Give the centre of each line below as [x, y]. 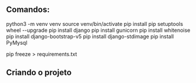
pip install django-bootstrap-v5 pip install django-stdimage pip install [90, 36]
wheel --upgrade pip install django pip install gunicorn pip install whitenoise [98, 30]
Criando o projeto [39, 73]
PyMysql [17, 42]
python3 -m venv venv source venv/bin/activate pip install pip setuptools [95, 24]
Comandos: [28, 10]
